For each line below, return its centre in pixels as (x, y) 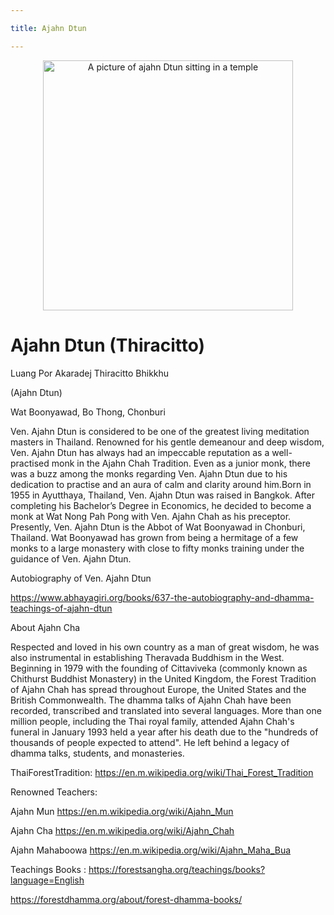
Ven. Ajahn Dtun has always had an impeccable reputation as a (140, 452)
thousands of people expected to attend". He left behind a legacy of (150, 742)
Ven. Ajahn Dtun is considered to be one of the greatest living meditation (160, 431)
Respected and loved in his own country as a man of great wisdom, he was (165, 647)
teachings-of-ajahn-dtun (61, 608)
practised (30, 463)
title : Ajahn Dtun (48, 28)
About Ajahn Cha (45, 627)
